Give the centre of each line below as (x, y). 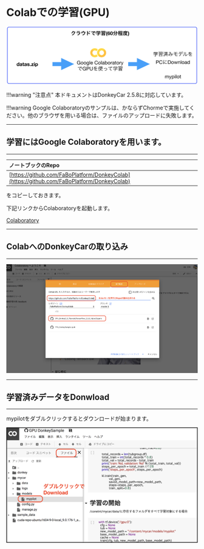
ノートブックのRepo (34, 166)
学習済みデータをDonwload (58, 397)
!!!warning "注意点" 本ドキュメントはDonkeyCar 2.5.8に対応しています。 (97, 95)
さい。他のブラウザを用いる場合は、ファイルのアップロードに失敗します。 (104, 116)
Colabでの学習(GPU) (58, 12)
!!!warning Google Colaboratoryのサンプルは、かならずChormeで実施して (98, 108)
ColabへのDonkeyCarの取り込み (67, 247)
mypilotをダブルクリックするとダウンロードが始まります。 (79, 419)
